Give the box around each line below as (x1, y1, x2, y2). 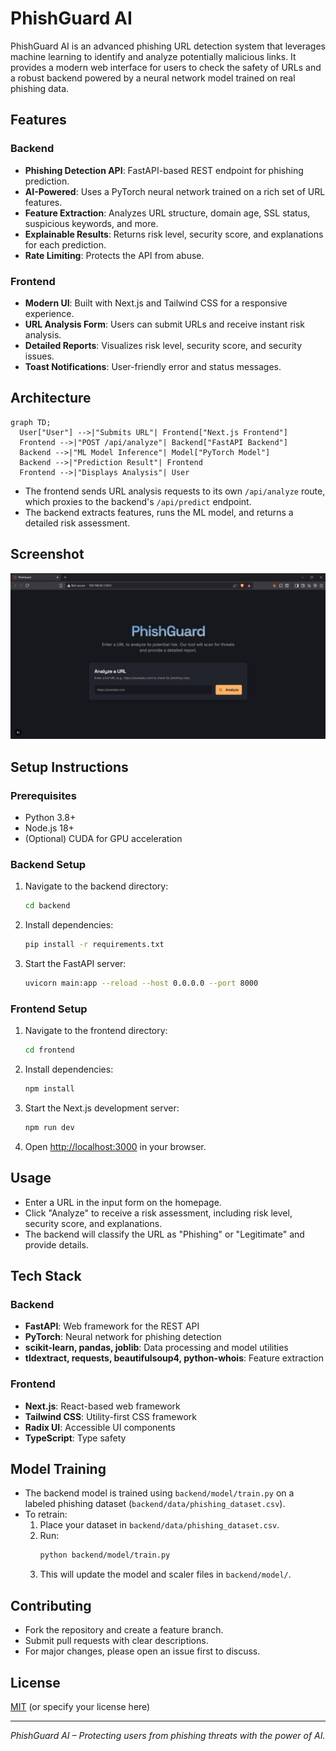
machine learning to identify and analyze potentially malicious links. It (10, 50, 297, 62)
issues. (24, 350, 55, 362)
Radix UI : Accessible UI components (24, 1421, 176, 1433)
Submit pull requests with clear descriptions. (24, 1635, 209, 1647)
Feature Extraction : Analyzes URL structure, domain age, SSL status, (24, 207, 311, 219)
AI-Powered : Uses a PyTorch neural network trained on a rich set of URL (24, 185, 326, 197)
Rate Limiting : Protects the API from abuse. (24, 249, 205, 261)
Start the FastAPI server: (24, 958, 127, 970)
